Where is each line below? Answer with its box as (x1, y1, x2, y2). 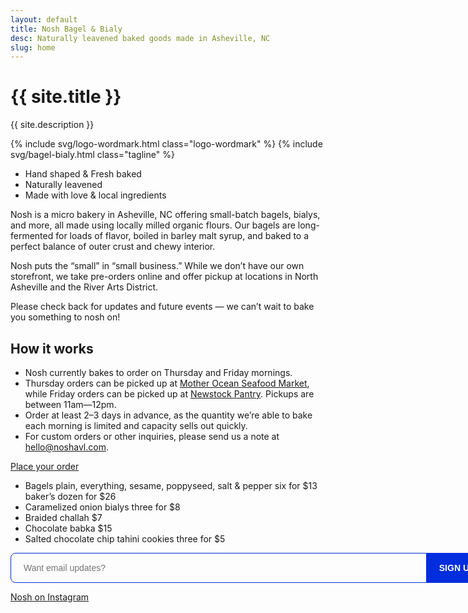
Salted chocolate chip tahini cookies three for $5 (24, 533, 226, 545)
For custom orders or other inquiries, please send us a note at (24, 431, 280, 442)
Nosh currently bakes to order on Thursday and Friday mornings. (24, 367, 293, 378)
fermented (10, 230, 54, 242)
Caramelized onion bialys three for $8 (24, 501, 181, 513)
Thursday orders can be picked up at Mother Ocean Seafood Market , (24, 377, 310, 389)
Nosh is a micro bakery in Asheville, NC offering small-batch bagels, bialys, (10, 209, 321, 221)
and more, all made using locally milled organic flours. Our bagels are (10, 219, 296, 231)
